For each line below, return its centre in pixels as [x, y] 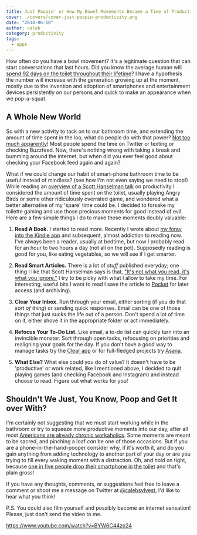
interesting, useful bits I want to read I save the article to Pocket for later [101, 284]
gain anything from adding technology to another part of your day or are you [98, 454]
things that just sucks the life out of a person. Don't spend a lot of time [100, 314]
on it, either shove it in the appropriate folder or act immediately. [92, 320]
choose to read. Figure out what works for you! [71, 380]
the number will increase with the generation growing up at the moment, [93, 79]
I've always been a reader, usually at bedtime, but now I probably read [99, 241]
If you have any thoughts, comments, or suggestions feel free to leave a [93, 484]
